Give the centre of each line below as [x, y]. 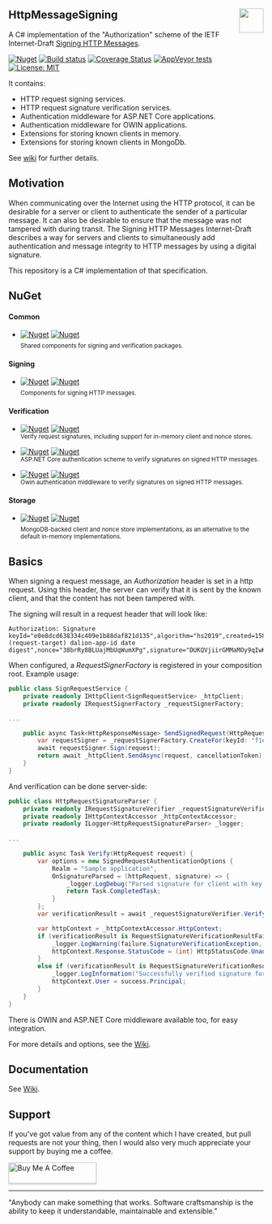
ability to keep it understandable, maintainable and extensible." [113, 1211]
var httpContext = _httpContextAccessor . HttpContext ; [130, 929]
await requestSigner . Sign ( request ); [99, 748]
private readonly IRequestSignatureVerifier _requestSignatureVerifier [146, 808]
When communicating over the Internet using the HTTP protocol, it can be [132, 203]
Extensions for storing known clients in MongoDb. [103, 142]
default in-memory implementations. [71, 537]
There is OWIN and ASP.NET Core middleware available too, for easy [123, 1019]
